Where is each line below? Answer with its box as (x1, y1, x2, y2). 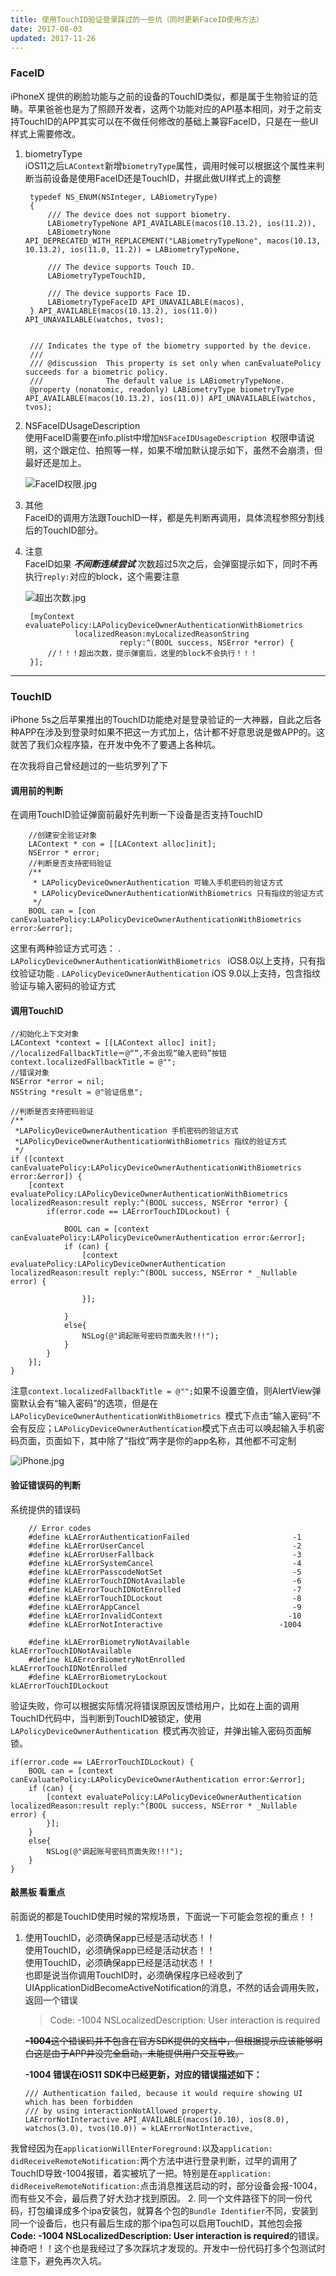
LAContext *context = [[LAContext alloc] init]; (10, 1038, 217, 1048)
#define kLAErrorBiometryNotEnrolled (28, 1654, 186, 1665)
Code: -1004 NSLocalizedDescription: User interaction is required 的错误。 (10, 2229, 325, 2241)
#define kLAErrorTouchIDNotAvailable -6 (28, 1576, 302, 1586)
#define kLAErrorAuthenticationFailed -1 (28, 1532, 302, 1542)
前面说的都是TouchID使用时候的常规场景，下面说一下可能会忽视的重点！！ (10, 1910, 317, 1922)
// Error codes (28, 1523, 92, 1533)
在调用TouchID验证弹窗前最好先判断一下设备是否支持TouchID (10, 809, 263, 821)
